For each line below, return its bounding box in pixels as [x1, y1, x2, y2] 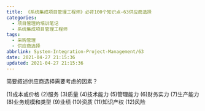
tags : [6, 32, 20, 38]
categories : [6, 15, 37, 21]
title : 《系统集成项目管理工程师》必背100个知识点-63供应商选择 [6, 9, 152, 15]
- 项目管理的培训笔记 [12, 20, 59, 26]
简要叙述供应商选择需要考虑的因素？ [6, 77, 98, 85]
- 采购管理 [12, 37, 36, 43]
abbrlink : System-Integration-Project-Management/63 [6, 49, 144, 55]
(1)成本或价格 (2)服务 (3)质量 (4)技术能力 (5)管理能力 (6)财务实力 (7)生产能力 [6, 90, 199, 98]
